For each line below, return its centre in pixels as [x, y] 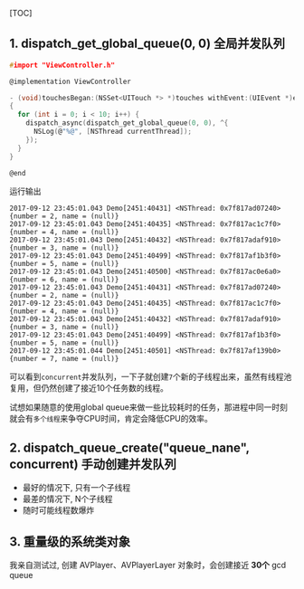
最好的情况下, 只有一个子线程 [76, 488]
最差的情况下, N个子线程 [67, 499]
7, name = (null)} [84, 359]
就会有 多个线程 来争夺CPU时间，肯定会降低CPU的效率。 [111, 419]
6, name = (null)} [84, 280]
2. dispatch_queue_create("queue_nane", [130, 447]
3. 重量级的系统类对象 [70, 541]
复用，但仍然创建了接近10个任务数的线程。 [89, 388]
